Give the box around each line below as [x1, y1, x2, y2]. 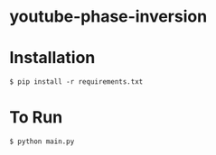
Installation [9, 48, 96, 68]
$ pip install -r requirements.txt [9, 77, 144, 87]
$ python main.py [9, 137, 75, 146]
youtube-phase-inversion [9, 6, 208, 27]
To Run [9, 107, 63, 128]
